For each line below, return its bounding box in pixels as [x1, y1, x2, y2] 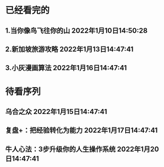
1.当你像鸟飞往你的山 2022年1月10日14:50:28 [5, 26, 148, 35]
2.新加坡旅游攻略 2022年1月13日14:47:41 [5, 45, 134, 53]
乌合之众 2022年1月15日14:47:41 [5, 107, 107, 116]
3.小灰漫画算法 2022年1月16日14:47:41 [5, 64, 127, 72]
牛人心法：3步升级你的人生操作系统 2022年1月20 [5, 145, 159, 153]
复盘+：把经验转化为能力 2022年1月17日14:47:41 [5, 126, 158, 135]
